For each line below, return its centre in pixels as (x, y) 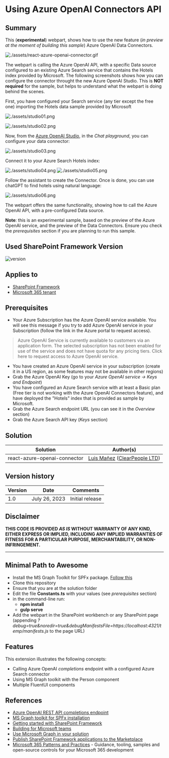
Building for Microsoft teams (42, 729)
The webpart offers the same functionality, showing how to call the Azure (81, 205)
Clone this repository (34, 583)
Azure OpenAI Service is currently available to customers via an (83, 340)
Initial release (86, 499)
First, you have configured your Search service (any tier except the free (79, 101)
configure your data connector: (37, 141)
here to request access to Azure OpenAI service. (68, 356)
